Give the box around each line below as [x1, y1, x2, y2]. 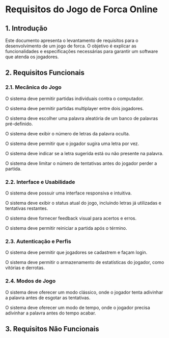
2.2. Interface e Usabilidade [5, 178, 75, 185]
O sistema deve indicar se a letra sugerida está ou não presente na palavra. [5, 150, 164, 156]
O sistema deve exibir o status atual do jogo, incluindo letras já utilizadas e [5, 200, 161, 206]
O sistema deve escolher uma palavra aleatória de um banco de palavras [5, 115, 158, 121]
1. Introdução [5, 24, 47, 33]
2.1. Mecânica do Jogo [5, 84, 62, 91]
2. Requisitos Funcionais [5, 68, 85, 77]
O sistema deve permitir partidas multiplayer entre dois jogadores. [5, 105, 144, 111]
